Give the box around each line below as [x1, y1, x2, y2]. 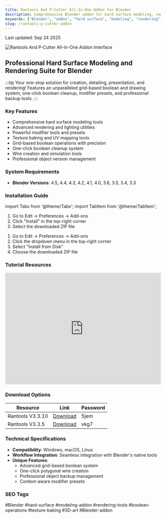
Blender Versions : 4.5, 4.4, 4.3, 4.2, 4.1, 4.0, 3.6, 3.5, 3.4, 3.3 [12, 180, 136, 186]
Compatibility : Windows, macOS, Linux [12, 447, 93, 453]
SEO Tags [5, 491, 29, 498]
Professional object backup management [19, 473, 104, 479]
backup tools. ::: [5, 95, 38, 102]
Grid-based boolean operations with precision [12, 140, 106, 146]
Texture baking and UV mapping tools [12, 135, 90, 141]
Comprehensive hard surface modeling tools [12, 119, 103, 125]
